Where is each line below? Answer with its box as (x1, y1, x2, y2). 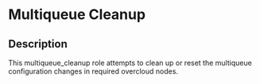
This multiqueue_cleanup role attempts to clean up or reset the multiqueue (8, 58, 252, 67)
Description (8, 37, 68, 51)
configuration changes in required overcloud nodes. (8, 67, 179, 76)
